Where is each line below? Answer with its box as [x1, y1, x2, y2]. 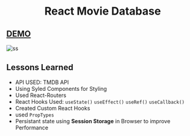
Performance [15, 124, 49, 131]
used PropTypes [15, 111, 54, 118]
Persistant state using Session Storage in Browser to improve [15, 117, 171, 124]
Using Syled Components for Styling [15, 85, 107, 92]
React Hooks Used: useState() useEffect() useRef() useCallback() [15, 98, 185, 105]
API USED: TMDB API [15, 78, 69, 86]
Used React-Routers [15, 91, 67, 99]
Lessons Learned [6, 62, 73, 73]
